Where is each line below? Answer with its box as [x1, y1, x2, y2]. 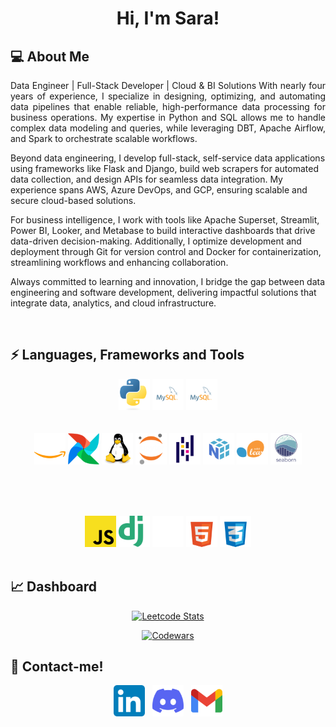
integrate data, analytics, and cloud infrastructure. [10, 297, 217, 309]
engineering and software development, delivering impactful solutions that [10, 287, 317, 298]
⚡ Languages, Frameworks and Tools [10, 347, 245, 364]
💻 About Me [10, 48, 90, 65]
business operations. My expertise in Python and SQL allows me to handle [10, 112, 326, 123]
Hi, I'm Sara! [116, 7, 220, 30]
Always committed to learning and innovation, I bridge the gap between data [10, 276, 326, 287]
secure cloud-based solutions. [10, 195, 137, 206]
